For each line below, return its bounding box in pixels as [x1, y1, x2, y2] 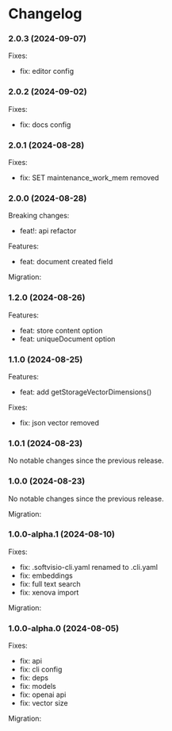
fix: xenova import [19, 587, 79, 597]
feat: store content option [19, 325, 103, 335]
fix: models [19, 682, 57, 691]
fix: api [19, 656, 42, 666]
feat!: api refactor [19, 226, 77, 236]
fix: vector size [19, 698, 69, 708]
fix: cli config [19, 664, 63, 675]
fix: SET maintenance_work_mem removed [19, 173, 159, 183]
